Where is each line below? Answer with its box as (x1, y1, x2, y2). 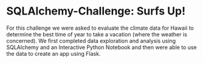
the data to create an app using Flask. (6, 50, 101, 57)
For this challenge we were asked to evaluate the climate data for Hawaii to (6, 24, 194, 31)
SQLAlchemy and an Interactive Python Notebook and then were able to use (6, 44, 198, 51)
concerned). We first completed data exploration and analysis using (6, 37, 176, 44)
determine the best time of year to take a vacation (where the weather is (6, 30, 187, 38)
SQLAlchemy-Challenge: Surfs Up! (6, 4, 186, 18)
